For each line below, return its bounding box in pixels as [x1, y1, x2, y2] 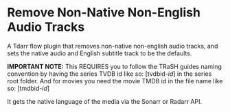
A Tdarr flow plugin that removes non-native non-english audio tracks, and [7, 42, 218, 50]
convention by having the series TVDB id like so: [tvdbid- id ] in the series [7, 70, 212, 78]
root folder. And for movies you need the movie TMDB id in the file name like [7, 76, 223, 85]
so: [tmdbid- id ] [7, 84, 50, 92]
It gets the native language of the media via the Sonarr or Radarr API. [7, 97, 203, 105]
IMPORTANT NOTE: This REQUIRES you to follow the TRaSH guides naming [7, 62, 222, 70]
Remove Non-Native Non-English [7, 5, 201, 20]
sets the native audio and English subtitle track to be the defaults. [7, 49, 192, 57]
